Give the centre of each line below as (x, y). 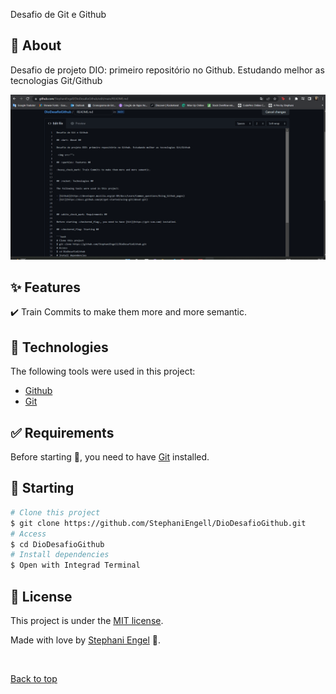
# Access (28, 534)
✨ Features (45, 287)
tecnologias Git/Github (56, 80)
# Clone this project (55, 512)
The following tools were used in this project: (103, 371)
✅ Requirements (62, 432)
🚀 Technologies (59, 347)
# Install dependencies (60, 555)
